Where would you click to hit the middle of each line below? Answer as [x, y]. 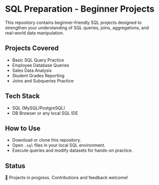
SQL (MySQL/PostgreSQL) [39, 108]
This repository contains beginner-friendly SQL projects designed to [73, 22]
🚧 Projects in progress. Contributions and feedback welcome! [67, 178]
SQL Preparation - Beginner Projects [80, 9]
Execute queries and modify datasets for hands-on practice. [72, 150]
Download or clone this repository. [46, 140]
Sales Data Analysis [32, 70]
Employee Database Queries [41, 65]
